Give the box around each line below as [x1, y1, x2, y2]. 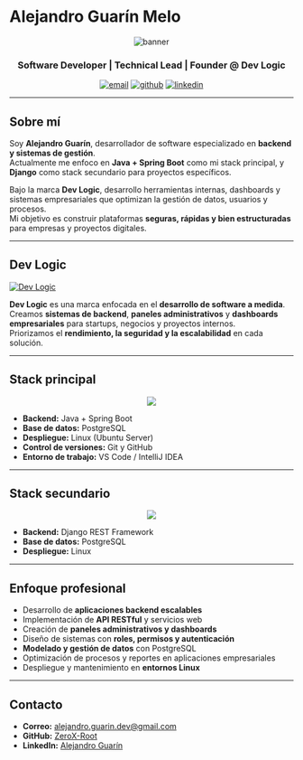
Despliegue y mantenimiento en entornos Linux [22, 662, 200, 673]
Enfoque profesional [9, 580, 126, 596]
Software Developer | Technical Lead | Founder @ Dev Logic [17, 59, 286, 71]
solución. [9, 337, 43, 348]
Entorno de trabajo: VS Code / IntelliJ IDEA [22, 451, 183, 462]
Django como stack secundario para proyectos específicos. [9, 167, 232, 178]
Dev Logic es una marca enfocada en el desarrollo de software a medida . [9, 298, 286, 309]
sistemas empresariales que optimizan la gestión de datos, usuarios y [9, 194, 268, 205]
